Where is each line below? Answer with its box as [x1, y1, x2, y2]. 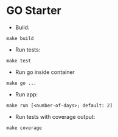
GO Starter [6, 4, 62, 18]
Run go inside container [15, 68, 75, 76]
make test [6, 58, 32, 64]
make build [6, 35, 34, 41]
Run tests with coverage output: [15, 113, 95, 120]
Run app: [15, 90, 38, 98]
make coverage [6, 125, 43, 131]
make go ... [6, 80, 36, 86]
